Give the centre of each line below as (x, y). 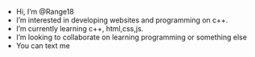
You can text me (43, 46)
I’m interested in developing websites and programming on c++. (122, 20)
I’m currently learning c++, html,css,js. (80, 28)
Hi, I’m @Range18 (45, 12)
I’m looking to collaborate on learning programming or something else (132, 37)
